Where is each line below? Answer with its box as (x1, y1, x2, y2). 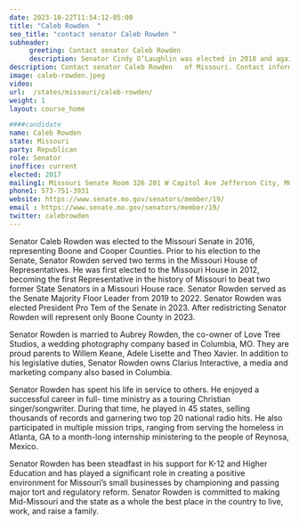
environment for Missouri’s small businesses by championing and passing (9, 477, 280, 488)
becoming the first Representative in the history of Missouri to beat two (9, 274, 271, 284)
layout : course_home (9, 104, 86, 113)
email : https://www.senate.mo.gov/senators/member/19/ (9, 203, 221, 212)
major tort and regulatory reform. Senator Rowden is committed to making (9, 487, 280, 497)
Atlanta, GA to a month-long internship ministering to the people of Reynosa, (9, 431, 289, 442)
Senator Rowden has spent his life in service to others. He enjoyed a (9, 384, 260, 395)
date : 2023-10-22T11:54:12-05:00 (9, 12, 133, 22)
